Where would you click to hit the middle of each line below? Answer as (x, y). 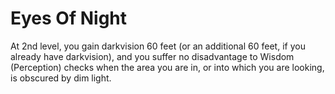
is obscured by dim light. (61, 78)
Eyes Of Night (69, 18)
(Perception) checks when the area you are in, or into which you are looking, (167, 67)
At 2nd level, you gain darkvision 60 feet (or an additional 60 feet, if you (158, 46)
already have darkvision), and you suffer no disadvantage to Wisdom (152, 56)
